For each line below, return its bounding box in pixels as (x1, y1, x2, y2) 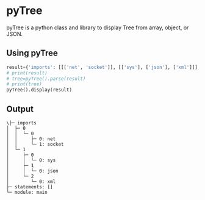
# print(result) (6, 70, 48, 76)
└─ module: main (6, 189, 48, 195)
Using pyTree (6, 48, 58, 59)
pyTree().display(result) (6, 87, 72, 93)
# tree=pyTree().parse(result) (6, 76, 86, 82)
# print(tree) (6, 81, 43, 87)
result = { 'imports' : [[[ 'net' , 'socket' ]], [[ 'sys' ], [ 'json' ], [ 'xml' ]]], (6, 64, 201, 70)
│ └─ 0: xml (6, 178, 56, 185)
